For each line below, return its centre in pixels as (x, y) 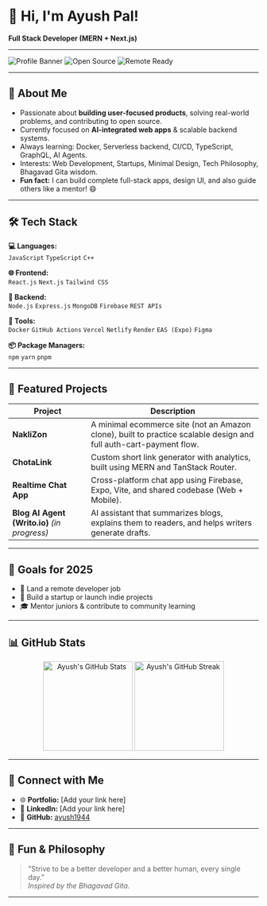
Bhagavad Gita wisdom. (58, 172)
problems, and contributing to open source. (91, 121)
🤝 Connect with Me (56, 781)
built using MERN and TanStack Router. (164, 467)
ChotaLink (32, 463)
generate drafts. (121, 533)
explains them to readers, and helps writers (172, 523)
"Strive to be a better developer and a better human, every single (134, 869)
